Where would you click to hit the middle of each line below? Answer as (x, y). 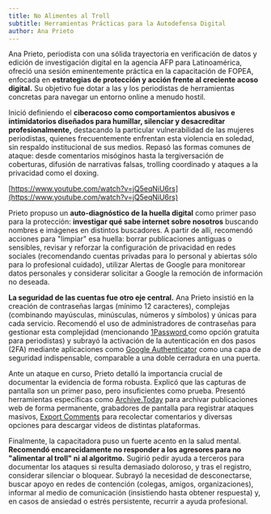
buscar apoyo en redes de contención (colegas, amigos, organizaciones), (131, 484)
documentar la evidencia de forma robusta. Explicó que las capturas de (127, 383)
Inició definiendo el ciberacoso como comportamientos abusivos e (122, 113)
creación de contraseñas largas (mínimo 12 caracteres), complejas (119, 306)
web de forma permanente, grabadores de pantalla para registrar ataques (131, 408)
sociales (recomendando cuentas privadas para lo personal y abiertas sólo (133, 256)
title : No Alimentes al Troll (59, 16)
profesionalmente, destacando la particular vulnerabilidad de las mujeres (131, 130)
